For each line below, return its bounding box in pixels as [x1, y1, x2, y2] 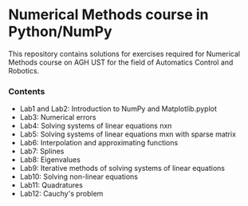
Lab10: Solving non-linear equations [19, 172, 138, 181]
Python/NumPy [8, 22, 113, 41]
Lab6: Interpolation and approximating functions [19, 138, 179, 148]
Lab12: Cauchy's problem [19, 189, 104, 199]
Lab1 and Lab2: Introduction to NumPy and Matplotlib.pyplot [19, 104, 218, 113]
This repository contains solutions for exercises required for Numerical [8, 49, 241, 58]
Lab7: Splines [19, 146, 65, 156]
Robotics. [8, 65, 40, 75]
